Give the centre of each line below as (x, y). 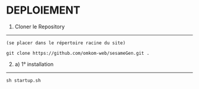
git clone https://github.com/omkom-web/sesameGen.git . (78, 53)
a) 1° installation (34, 64)
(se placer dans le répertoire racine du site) (66, 43)
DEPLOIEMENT (43, 10)
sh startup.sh (24, 80)
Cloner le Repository (40, 27)
